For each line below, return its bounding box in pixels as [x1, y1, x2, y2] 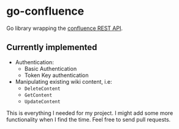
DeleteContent [24, 86, 61, 92]
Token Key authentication [24, 72, 89, 79]
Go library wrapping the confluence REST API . [6, 24, 123, 32]
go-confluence [6, 4, 85, 18]
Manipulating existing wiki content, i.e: [15, 78, 112, 85]
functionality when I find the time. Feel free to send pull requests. [6, 116, 171, 123]
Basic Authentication [24, 65, 77, 72]
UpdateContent [24, 98, 61, 105]
